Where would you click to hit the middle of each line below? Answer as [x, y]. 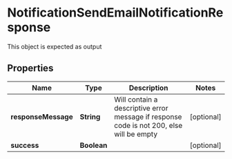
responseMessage [42, 117]
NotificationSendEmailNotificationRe [115, 13]
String [90, 117]
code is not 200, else [148, 125]
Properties [30, 68]
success [25, 145]
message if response [148, 117]
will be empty [135, 134]
